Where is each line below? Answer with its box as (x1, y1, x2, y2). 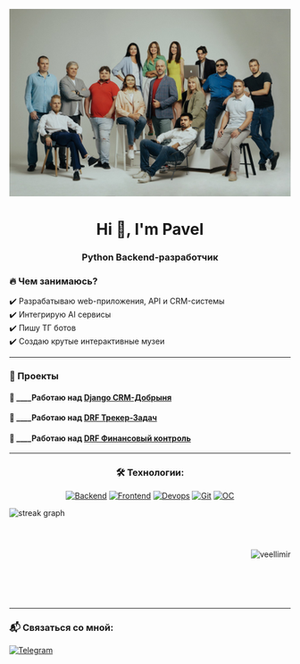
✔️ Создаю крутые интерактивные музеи (9, 336, 165, 347)
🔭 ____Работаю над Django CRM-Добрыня (9, 392, 172, 403)
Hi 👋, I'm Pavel (96, 219, 204, 239)
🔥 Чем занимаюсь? (9, 275, 98, 287)
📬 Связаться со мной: (9, 621, 114, 634)
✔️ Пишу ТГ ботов (9, 322, 77, 334)
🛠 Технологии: (115, 467, 185, 479)
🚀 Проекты (9, 370, 60, 382)
